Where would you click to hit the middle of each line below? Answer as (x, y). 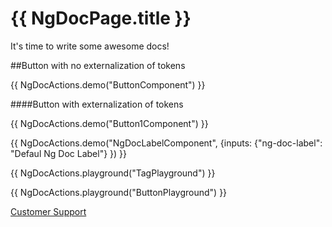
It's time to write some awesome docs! (90, 46)
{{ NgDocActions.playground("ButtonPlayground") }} (119, 192)
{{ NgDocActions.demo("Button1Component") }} (109, 123)
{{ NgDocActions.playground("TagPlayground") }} (113, 173)
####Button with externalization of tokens (97, 104)
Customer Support (48, 211)
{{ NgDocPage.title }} (101, 18)
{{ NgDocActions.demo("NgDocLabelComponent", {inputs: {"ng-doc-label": (166, 143)
